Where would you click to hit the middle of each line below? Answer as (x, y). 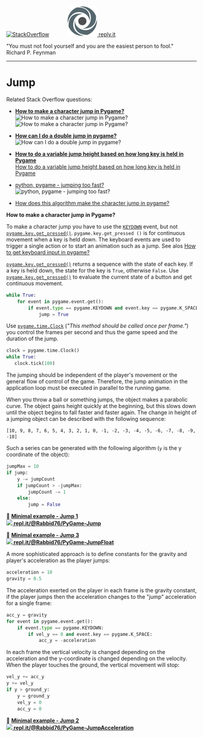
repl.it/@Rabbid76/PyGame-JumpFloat (64, 543)
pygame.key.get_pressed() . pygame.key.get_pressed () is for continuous (96, 233)
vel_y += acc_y (25, 677)
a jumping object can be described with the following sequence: (86, 419)
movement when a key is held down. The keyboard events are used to (93, 239)
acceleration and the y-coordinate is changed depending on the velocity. (97, 659)
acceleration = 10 (29, 572)
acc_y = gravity (27, 615)
